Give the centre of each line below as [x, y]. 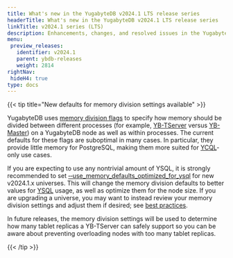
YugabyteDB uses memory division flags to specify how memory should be [114, 118]
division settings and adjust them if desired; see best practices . [98, 205]
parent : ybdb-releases [49, 59]
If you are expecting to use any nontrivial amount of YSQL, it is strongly [109, 168]
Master [17, 133]
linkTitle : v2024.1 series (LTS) [55, 26]
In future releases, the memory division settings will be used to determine [112, 219]
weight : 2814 [35, 65]
